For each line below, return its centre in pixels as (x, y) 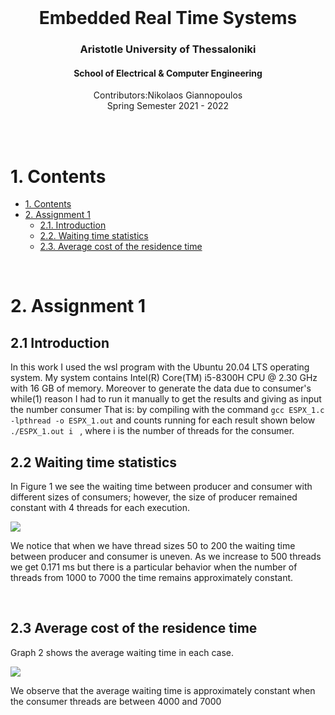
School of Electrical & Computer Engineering (168, 73)
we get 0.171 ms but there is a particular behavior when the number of (154, 567)
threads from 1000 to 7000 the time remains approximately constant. (152, 578)
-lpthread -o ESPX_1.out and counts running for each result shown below (163, 420)
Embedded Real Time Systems (168, 18)
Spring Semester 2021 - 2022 (168, 106)
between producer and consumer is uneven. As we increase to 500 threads (166, 557)
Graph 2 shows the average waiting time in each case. (122, 652)
